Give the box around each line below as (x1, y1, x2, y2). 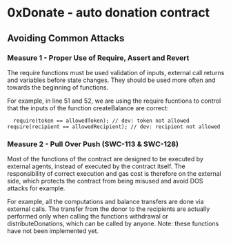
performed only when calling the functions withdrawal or (7, 212, 169, 221)
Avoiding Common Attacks (7, 32, 125, 44)
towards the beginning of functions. (7, 83, 109, 91)
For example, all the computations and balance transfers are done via (7, 198, 204, 206)
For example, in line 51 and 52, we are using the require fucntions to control (7, 97, 221, 105)
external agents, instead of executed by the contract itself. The (7, 162, 185, 170)
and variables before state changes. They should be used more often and (7, 76, 216, 84)
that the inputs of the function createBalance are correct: (7, 103, 169, 112)
